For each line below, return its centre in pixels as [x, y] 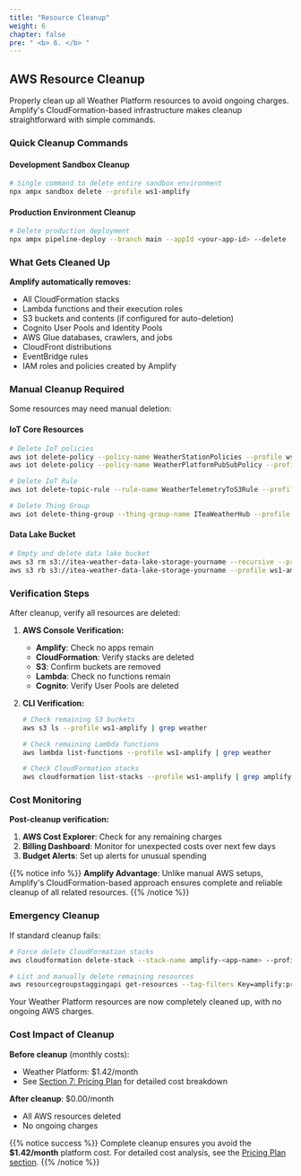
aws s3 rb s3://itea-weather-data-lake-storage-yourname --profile [138, 570]
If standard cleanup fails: [55, 935]
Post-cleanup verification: [59, 820]
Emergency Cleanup [55, 916]
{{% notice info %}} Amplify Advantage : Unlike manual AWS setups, [137, 873]
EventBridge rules [55, 356]
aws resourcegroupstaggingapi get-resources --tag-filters [122, 985]
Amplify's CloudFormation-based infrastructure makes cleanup [126, 110]
